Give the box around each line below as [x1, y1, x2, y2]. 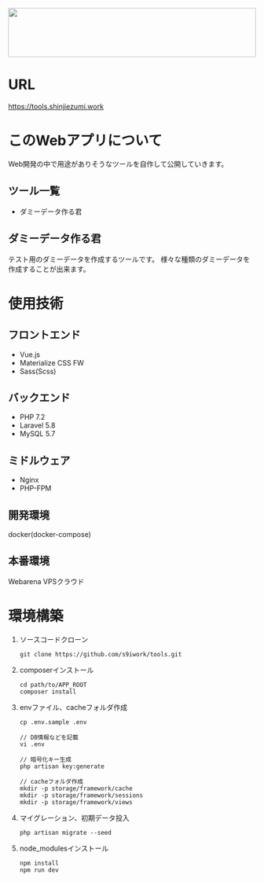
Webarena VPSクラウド [8, 576, 85, 586]
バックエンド [8, 391, 71, 404]
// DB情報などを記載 [19, 733, 79, 741]
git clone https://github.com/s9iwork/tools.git [19, 650, 182, 658]
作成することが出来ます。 [8, 264, 90, 274]
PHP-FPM [19, 483, 52, 493]
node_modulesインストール [19, 843, 109, 853]
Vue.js [19, 350, 41, 359]
